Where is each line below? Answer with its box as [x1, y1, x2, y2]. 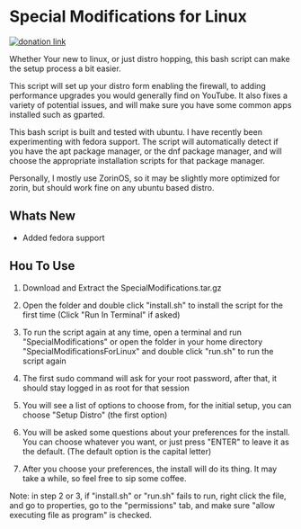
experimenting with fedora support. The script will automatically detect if [9, 136, 279, 147]
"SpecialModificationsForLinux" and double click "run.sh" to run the [22, 345, 274, 356]
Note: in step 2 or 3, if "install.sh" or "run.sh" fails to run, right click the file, [9, 490, 287, 501]
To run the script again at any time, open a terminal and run [22, 327, 243, 337]
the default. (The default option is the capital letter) [22, 445, 212, 456]
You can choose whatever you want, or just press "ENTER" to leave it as [22, 436, 289, 447]
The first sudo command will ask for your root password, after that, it [22, 372, 277, 383]
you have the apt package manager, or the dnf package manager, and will [9, 146, 282, 157]
